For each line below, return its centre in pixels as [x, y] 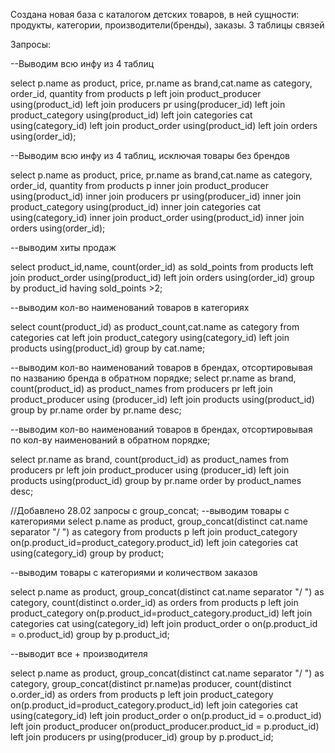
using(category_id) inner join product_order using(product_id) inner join [157, 217]
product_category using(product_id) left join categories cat [131, 115]
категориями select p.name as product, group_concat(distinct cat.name [159, 521]
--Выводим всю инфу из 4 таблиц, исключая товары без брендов [150, 155]
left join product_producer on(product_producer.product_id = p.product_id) [165, 726]
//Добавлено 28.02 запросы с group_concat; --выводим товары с [150, 510]
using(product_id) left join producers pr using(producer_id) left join [148, 104]
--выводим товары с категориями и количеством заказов [134, 572]
